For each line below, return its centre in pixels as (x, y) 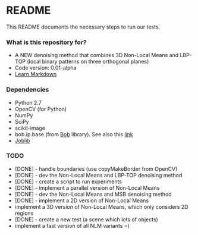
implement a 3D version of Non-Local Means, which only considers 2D (101, 206)
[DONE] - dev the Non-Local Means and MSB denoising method (93, 194)
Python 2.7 (28, 102)
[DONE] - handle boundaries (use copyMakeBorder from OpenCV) (96, 169)
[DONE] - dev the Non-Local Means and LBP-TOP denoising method (98, 175)
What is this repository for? (47, 42)
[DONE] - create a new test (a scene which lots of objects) (87, 219)
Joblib (23, 140)
